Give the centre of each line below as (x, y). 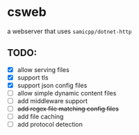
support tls (33, 78)
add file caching (40, 117)
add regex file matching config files (68, 109)
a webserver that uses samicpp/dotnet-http (69, 31)
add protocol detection (50, 125)
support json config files (52, 85)
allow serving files (43, 69)
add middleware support (52, 101)
